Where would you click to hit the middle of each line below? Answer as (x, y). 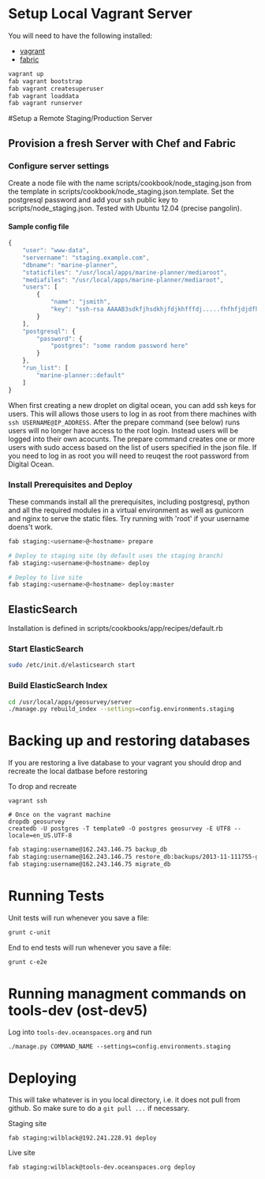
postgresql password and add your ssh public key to (93, 200)
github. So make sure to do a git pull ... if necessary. (99, 1109)
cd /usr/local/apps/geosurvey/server (70, 702)
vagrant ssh (28, 801)
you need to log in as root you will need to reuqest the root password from (129, 455)
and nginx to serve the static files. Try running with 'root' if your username (129, 518)
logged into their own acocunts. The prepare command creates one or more (131, 439)
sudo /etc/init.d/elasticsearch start (72, 665)
